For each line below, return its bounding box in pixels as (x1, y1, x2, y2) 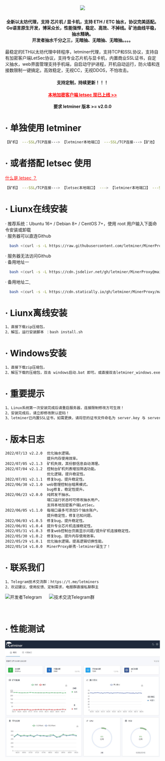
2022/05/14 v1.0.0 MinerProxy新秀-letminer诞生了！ (5, 544, 111, 549)
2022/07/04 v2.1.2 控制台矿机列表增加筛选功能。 (5, 466, 98, 471)
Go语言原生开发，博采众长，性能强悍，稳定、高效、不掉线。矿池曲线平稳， (6, 25, 159, 30)
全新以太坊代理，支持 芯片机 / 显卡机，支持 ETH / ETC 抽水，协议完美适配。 (6, 19, 159, 25)
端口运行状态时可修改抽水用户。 (47, 497, 102, 503)
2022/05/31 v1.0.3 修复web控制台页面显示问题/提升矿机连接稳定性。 (5, 529, 133, 534)
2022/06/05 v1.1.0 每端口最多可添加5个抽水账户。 (5, 508, 101, 513)
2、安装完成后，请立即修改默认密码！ (5, 410, 70, 415)
